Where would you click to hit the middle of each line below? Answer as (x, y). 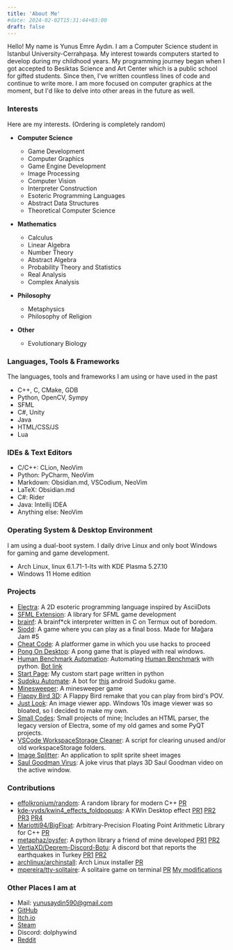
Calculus (40, 237)
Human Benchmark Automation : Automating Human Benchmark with (115, 659)
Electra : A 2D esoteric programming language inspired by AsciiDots (114, 606)
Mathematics (37, 224)
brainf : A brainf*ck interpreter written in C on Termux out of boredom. (117, 622)
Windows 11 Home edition (54, 574)
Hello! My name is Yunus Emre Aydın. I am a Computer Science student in (113, 47)
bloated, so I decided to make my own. (73, 710)
